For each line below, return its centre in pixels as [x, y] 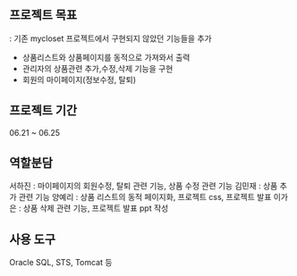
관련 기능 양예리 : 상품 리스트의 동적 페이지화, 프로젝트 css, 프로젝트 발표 [145, 197]
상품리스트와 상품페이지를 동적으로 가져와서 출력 [106, 57]
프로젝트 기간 [43, 110]
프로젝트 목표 [43, 15]
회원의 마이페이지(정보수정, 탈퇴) [79, 79]
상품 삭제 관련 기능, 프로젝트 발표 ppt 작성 [96, 208]
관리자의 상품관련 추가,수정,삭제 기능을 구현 [98, 68]
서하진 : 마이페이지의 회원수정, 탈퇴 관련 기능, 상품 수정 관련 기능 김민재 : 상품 [144, 186]
